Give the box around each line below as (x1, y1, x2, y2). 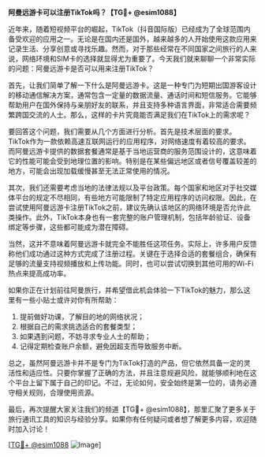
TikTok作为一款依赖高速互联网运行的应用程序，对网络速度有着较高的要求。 (8, 137, 251, 146)
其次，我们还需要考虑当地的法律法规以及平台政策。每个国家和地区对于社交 (8, 183, 250, 192)
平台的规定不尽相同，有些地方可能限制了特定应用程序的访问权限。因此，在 (14, 193, 257, 202)
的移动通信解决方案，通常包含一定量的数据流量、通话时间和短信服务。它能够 (8, 91, 257, 99)
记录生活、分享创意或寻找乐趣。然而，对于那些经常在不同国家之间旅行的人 (8, 44, 250, 54)
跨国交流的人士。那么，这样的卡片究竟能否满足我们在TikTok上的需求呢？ (14, 110, 251, 119)
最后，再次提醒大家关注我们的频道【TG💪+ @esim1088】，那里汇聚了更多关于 (8, 405, 256, 414)
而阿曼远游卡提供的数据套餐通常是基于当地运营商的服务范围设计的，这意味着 (8, 147, 257, 156)
